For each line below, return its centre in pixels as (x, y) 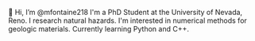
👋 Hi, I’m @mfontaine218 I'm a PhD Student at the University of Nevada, (126, 12)
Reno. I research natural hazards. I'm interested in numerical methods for (128, 20)
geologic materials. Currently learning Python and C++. (99, 29)
